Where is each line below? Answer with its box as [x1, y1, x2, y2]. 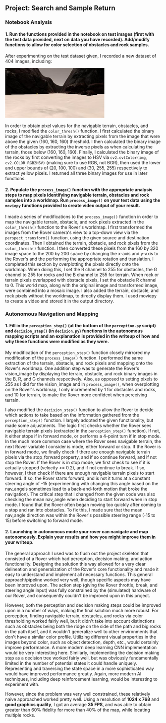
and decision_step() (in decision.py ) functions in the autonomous [5, 328, 143, 334]
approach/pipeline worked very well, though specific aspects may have [5, 577, 151, 583]
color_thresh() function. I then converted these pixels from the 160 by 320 [5, 245, 159, 251]
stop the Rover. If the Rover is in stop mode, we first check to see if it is [5, 459, 150, 465]
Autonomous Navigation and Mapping [5, 310, 99, 317]
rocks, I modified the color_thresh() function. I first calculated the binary [5, 128, 155, 134]
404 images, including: [5, 58, 52, 64]
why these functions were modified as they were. [5, 339, 109, 345]
